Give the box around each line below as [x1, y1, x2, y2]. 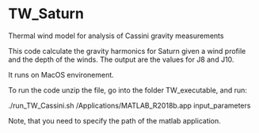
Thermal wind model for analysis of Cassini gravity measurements [8, 31, 224, 40]
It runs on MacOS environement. [8, 70, 115, 79]
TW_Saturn [8, 5, 85, 23]
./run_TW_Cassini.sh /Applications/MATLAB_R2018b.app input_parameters [8, 101, 251, 110]
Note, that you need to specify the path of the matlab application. [8, 116, 222, 125]
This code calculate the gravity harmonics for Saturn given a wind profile [8, 46, 246, 55]
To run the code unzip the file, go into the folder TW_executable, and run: [8, 85, 248, 95]
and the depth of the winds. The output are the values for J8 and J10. [8, 55, 234, 64]
